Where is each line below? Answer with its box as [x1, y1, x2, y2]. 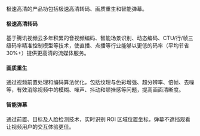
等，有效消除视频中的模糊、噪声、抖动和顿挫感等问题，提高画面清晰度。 [6, 86, 184, 93]
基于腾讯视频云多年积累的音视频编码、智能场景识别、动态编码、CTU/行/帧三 [6, 35, 193, 42]
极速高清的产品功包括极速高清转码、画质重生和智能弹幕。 [6, 5, 147, 12]
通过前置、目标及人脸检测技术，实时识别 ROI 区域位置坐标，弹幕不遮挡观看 [6, 116, 191, 123]
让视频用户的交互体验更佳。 [6, 123, 75, 130]
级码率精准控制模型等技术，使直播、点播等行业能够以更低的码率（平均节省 [6, 42, 189, 49]
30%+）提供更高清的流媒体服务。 [6, 50, 90, 57]
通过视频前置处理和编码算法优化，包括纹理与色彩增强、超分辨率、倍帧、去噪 [6, 78, 195, 86]
